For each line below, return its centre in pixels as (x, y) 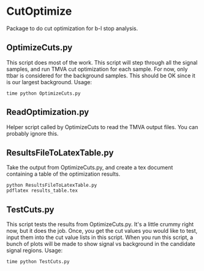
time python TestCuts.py (38, 262)
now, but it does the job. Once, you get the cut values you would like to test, (102, 231)
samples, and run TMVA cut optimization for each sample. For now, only (97, 69)
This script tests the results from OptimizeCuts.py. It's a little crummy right (100, 224)
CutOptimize (39, 11)
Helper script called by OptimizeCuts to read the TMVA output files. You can (102, 127)
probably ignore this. (32, 133)
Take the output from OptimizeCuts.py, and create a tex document (90, 168)
